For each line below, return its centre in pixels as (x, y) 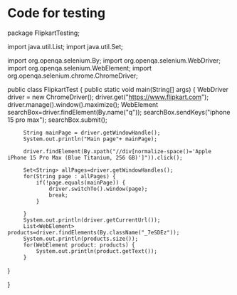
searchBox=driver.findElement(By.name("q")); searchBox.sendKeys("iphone (119, 112)
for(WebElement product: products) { (79, 245)
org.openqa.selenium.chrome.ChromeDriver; (73, 76)
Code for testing (56, 13)
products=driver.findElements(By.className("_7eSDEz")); (94, 232)
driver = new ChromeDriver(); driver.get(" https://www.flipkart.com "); (108, 97)
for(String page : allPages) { (69, 176)
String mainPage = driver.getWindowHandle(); (92, 133)
